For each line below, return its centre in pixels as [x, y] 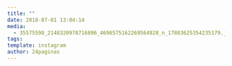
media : [17, 26]
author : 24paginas [33, 52]
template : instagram [37, 45]
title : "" [21, 13]
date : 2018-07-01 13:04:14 [46, 20]
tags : [15, 39]
